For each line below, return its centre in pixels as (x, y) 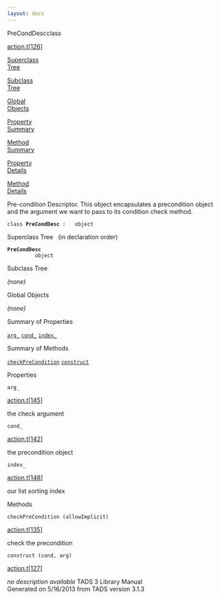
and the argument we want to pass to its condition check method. (100, 211)
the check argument (36, 413)
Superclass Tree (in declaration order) (63, 237)
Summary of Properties (40, 321)
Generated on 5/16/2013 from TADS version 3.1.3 (76, 589)
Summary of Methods (38, 348)
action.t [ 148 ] (25, 477)
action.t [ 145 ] (25, 400)
